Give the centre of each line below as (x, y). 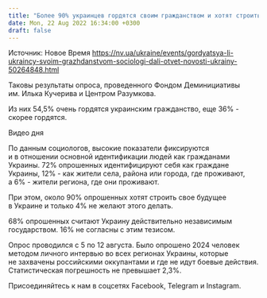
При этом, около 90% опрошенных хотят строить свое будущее (117, 197)
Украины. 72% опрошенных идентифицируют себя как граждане (119, 165)
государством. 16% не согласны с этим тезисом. (92, 230)
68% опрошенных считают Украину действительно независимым (120, 221)
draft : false (30, 30)
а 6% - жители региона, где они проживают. (84, 182)
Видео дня (26, 133)
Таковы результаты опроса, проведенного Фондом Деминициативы (124, 85)
